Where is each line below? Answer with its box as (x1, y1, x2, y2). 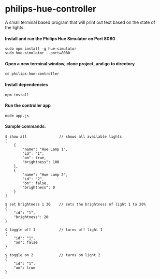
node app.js (5, 113, 29, 118)
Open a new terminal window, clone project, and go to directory (5, 60, 135, 66)
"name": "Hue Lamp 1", (22, 147, 68, 152)
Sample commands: (5, 123, 46, 129)
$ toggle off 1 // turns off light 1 (5, 227, 103, 232)
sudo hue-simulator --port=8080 (5, 51, 70, 56)
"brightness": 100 (22, 160, 59, 164)
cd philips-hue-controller (5, 72, 59, 76)
